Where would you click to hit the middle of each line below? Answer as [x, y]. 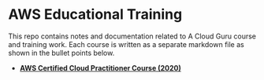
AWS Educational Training [95, 15]
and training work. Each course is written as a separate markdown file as [126, 44]
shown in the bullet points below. [61, 53]
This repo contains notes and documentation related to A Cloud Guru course [132, 36]
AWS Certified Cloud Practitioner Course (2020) [100, 67]
